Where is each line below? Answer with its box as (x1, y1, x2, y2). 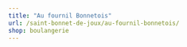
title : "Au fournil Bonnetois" (8, 11, 112, 20)
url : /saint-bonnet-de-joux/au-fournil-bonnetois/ (8, 19, 180, 27)
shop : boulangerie (8, 26, 69, 34)
